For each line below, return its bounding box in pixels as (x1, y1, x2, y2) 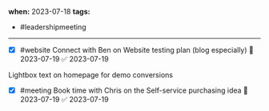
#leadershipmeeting (19, 22, 86, 31)
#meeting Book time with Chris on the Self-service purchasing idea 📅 (19, 85, 248, 95)
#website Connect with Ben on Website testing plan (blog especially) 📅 (19, 46, 254, 54)
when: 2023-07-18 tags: (8, 7, 90, 16)
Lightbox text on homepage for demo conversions (8, 70, 174, 80)
